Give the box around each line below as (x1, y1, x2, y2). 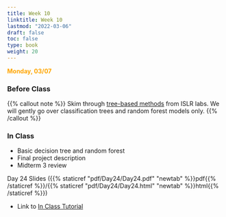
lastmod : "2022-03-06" (7, 23, 72, 29)
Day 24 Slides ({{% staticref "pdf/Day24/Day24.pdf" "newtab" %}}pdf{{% (7, 175, 216, 183)
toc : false (7, 36, 38, 42)
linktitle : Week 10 (7, 16, 63, 23)
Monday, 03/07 (7, 66, 52, 75)
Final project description (16, 154, 86, 162)
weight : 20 (7, 49, 38, 55)
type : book (7, 42, 38, 49)
